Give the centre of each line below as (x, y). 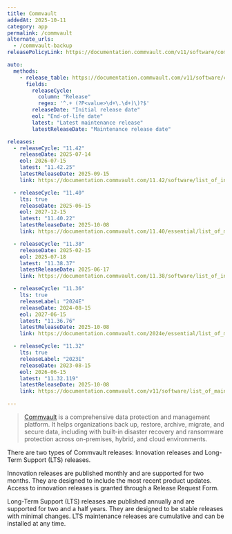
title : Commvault (32, 14)
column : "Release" (64, 97)
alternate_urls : (30, 39)
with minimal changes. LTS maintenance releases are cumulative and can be (116, 516)
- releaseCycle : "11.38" (49, 244)
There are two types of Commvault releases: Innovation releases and (105, 452)
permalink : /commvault (40, 33)
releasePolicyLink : (35, 53)
